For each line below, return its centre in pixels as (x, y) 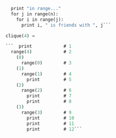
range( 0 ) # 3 (46, 63)
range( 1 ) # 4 (46, 74)
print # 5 (49, 79)
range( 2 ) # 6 (46, 91)
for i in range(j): (40, 20)
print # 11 (51, 123)
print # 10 (51, 118)
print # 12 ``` (54, 129)
